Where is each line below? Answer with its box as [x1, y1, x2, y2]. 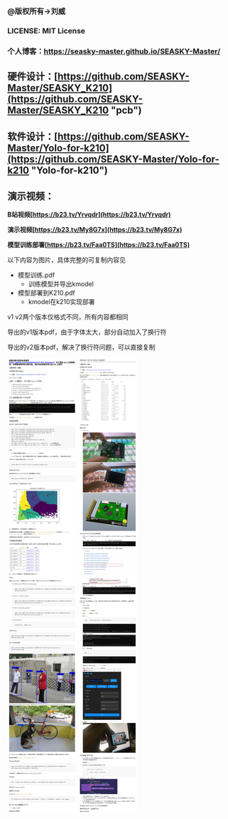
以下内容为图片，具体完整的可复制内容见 [7, 256, 126, 264]
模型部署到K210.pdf [17, 288, 76, 297]
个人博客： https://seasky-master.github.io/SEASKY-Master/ [7, 46, 221, 56]
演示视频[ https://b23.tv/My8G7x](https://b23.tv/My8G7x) [7, 226, 183, 234]
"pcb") [110, 105, 142, 117]
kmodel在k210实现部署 [28, 298, 95, 306]
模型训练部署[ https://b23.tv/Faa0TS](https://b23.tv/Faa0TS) [7, 241, 190, 249]
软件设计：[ [7, 130, 58, 142]
